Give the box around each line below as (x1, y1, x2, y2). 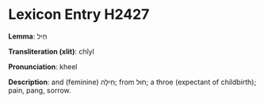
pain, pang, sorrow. (8, 85, 71, 95)
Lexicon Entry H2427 (8, 6, 150, 24)
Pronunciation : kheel (8, 61, 78, 72)
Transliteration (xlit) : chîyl (8, 46, 95, 56)
